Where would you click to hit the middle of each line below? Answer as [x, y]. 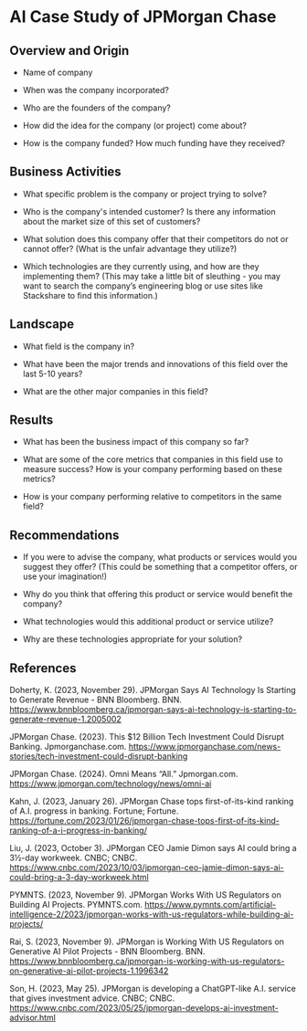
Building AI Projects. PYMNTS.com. [76, 905]
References [43, 668]
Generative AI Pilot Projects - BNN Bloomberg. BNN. [107, 952]
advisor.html [33, 1018]
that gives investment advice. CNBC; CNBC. [92, 998]
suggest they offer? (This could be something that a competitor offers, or [160, 567]
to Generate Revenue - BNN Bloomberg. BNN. [96, 700]
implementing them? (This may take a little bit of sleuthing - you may [152, 276]
